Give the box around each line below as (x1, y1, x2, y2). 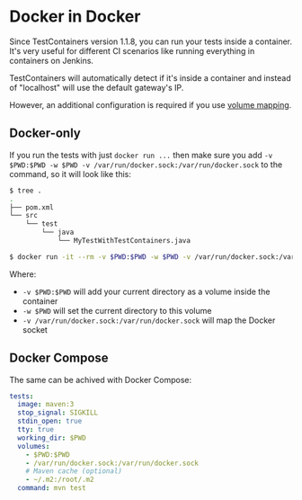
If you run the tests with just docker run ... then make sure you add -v (9, 149, 273, 160)
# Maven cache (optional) (25, 467, 123, 476)
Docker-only (9, 126, 81, 141)
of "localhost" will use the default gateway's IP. (9, 82, 184, 93)
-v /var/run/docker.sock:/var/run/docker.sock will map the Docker (22, 315, 276, 326)
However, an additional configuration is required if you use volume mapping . (9, 99, 292, 110)
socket (22, 324, 48, 335)
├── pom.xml (9, 202, 54, 212)
